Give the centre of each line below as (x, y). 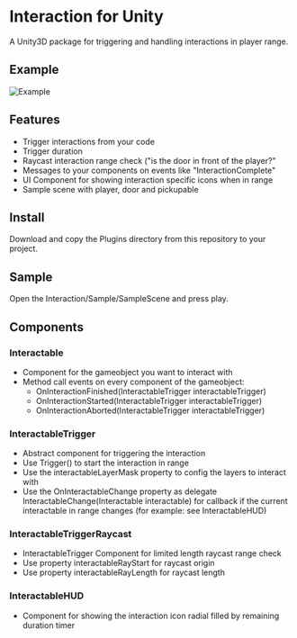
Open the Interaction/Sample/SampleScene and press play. (119, 299)
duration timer (49, 625)
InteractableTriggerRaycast (71, 535)
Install (27, 217)
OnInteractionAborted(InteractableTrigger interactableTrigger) (150, 410)
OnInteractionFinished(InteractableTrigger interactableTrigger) (151, 391)
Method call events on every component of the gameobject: (133, 382)
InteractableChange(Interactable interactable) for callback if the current (155, 501)
